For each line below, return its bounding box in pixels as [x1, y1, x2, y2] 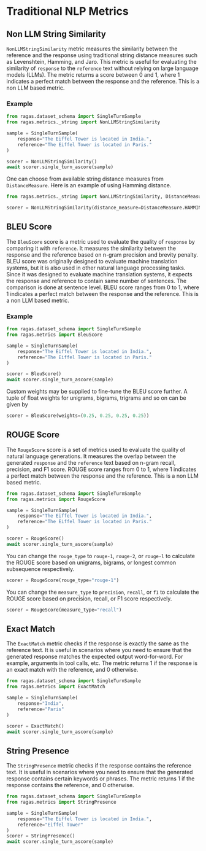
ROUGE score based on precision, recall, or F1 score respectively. [6, 594, 172, 602]
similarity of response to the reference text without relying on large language [6, 64, 199, 72]
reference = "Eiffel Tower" [17, 822, 84, 828]
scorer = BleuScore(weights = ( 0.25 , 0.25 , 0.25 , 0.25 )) [6, 413, 150, 419]
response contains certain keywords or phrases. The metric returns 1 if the [6, 775, 195, 782]
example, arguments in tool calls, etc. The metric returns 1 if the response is [6, 659, 198, 667]
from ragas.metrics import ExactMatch [6, 683, 105, 690]
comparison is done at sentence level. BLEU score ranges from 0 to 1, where [6, 284, 200, 291]
